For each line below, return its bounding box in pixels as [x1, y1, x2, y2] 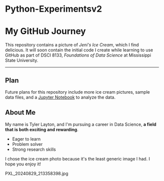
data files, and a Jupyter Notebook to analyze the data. [5, 94, 116, 100]
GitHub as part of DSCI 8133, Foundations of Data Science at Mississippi [5, 52, 151, 58]
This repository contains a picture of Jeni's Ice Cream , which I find [5, 42, 139, 48]
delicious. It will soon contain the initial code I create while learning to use [5, 47, 153, 53]
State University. [5, 58, 39, 63]
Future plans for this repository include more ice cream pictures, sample [5, 89, 150, 95]
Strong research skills [12, 146, 56, 152]
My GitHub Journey [5, 26, 86, 37]
